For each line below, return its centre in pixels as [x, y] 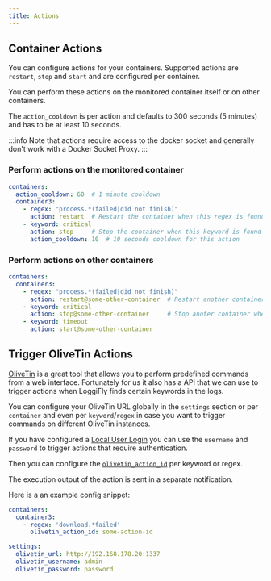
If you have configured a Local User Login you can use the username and [128, 439]
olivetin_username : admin [59, 562]
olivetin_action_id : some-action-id [91, 532]
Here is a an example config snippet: [69, 495]
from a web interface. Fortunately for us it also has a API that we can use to [133, 382]
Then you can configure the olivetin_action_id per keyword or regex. [126, 463]
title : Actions [34, 16]
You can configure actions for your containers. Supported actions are [124, 68]
